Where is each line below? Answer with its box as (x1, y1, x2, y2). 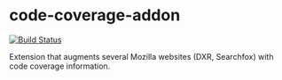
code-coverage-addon (9, 5, 181, 25)
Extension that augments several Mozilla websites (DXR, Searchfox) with (9, 51, 274, 62)
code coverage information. (9, 61, 111, 71)
